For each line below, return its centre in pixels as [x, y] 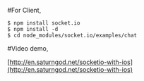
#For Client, [24, 10]
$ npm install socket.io [44, 23]
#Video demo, [28, 48]
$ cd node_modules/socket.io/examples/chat [72, 35]
